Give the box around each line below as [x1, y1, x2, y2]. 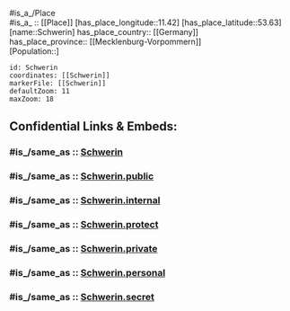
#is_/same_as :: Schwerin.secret [9, 290, 155, 303]
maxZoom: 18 [9, 94, 54, 103]
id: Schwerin [9, 63, 58, 72]
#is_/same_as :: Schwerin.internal [9, 194, 161, 207]
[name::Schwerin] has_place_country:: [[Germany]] [9, 27, 199, 37]
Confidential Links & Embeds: [9, 119, 178, 134]
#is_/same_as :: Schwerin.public [9, 170, 154, 182]
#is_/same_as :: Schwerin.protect [9, 218, 159, 231]
